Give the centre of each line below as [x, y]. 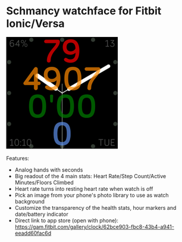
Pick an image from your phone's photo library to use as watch [92, 195]
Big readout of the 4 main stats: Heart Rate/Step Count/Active [90, 176]
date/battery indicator [41, 214]
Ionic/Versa [35, 24]
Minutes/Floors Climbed [44, 182]
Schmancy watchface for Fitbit [84, 11]
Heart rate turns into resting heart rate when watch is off [84, 188]
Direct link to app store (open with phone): [67, 220]
